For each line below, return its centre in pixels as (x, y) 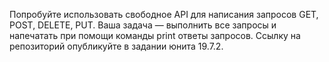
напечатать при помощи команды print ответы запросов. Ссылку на (155, 35)
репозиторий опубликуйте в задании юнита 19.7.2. (116, 46)
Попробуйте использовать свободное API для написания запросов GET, (164, 14)
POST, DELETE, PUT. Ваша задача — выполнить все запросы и (143, 25)
